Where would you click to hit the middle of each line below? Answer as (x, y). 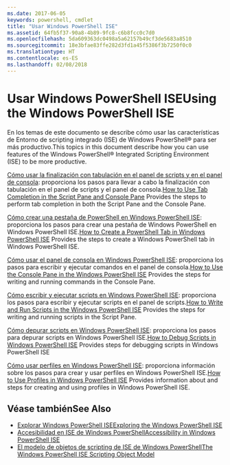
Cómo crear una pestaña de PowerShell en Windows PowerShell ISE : (105, 217)
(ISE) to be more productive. (47, 161)
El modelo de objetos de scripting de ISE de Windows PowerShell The (115, 447)
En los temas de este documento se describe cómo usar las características (113, 132)
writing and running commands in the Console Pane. (81, 282)
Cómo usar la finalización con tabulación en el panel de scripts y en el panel (115, 174)
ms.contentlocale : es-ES (43, 58)
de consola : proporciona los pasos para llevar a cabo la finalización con (108, 182)
